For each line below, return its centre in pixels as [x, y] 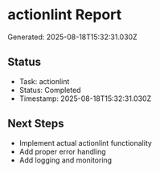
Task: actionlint [44, 81]
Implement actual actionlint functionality [85, 143]
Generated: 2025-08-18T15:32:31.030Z [72, 37]
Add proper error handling [62, 151]
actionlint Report [65, 15]
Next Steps [36, 124]
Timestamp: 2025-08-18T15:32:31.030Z [85, 99]
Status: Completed [50, 90]
